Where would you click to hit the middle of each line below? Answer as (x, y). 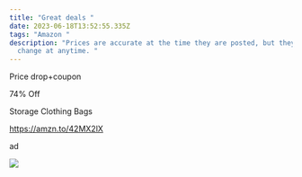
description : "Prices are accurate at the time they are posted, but (142, 43)
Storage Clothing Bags (51, 111)
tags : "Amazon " (40, 34)
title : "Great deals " (52, 18)
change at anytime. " (58, 51)
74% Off (25, 94)
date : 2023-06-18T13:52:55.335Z (70, 26)
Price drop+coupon (45, 76)
